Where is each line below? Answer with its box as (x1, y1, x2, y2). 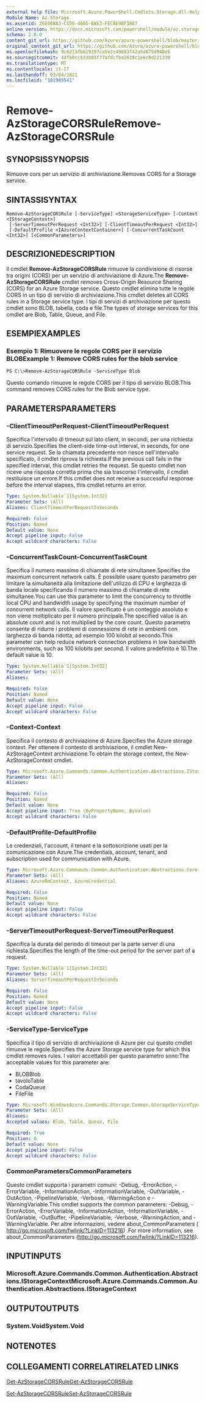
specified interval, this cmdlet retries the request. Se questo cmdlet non (6, 462, 187, 469)
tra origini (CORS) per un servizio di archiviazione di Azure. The (6, 271, 164, 279)
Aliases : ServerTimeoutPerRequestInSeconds (6, 977, 119, 983)
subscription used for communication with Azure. (6, 855, 131, 863)
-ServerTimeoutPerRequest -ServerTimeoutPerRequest (6, 926, 174, 935)
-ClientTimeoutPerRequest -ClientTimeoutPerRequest (6, 422, 169, 430)
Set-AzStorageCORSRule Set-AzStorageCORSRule (6, 1390, 132, 1397)
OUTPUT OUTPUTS (6, 1303, 79, 1314)
